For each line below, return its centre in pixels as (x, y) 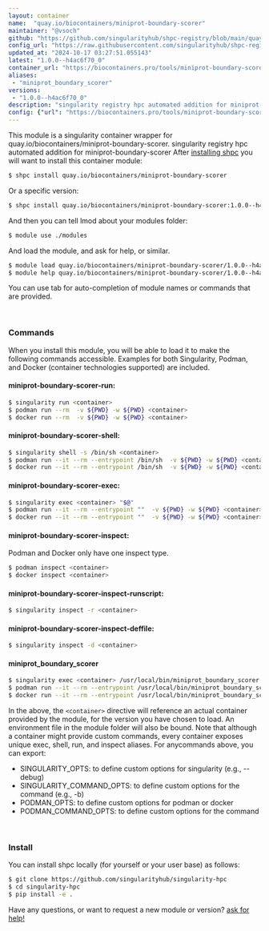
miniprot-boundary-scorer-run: (62, 386)
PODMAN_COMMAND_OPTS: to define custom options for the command (139, 811)
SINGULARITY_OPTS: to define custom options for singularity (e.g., (130, 768)
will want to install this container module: (75, 161)
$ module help (32, 273)
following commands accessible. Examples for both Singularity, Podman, (128, 359)
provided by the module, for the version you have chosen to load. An (121, 719)
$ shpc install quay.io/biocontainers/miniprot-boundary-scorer (118, 175)
